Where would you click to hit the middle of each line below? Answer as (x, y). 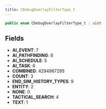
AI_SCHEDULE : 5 (30, 61)
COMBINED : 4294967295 (38, 71)
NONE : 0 (21, 92)
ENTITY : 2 (23, 87)
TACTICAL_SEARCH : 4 (35, 97)
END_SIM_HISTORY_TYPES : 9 (43, 82)
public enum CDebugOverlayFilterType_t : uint (53, 23)
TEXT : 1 (20, 102)
